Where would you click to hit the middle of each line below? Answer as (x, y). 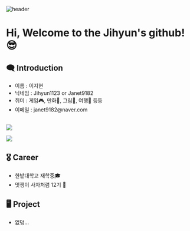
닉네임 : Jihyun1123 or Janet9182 (54, 93)
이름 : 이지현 (29, 86)
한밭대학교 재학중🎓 (37, 175)
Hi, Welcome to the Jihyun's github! (96, 33)
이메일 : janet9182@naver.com (51, 110)
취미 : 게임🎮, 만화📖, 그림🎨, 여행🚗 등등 (58, 100)
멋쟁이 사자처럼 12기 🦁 (40, 184)
